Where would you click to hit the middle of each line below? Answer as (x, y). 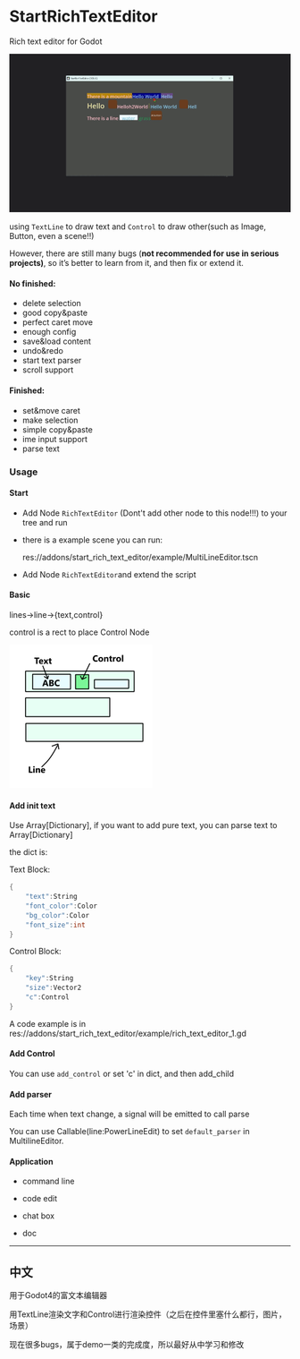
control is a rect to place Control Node (79, 632)
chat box (38, 1216)
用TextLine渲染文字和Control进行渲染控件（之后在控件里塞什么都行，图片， (148, 1314)
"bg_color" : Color (58, 915)
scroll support (48, 370)
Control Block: (35, 952)
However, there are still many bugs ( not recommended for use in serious (144, 253)
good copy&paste (54, 313)
